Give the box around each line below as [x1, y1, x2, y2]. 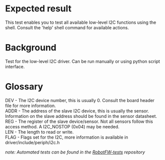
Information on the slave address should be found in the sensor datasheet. [5, 113, 158, 119]
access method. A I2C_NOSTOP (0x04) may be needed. [5, 123, 120, 129]
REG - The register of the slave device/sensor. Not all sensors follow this [5, 118, 153, 124]
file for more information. [5, 103, 56, 108]
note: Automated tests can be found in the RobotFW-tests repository [5, 149, 145, 155]
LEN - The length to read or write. [5, 129, 74, 135]
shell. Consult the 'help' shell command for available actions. [5, 24, 129, 30]
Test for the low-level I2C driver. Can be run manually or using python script [5, 58, 160, 64]
